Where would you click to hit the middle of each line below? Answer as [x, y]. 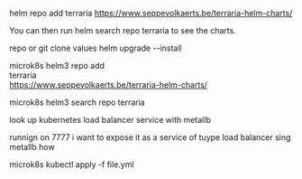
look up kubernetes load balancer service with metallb [110, 120]
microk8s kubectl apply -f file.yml [72, 165]
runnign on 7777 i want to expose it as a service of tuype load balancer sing [150, 137]
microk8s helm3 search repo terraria [78, 102]
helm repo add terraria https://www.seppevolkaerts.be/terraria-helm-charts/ [151, 13]
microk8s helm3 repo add [57, 66]
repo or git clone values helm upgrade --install [96, 48]
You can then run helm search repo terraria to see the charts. [123, 30]
